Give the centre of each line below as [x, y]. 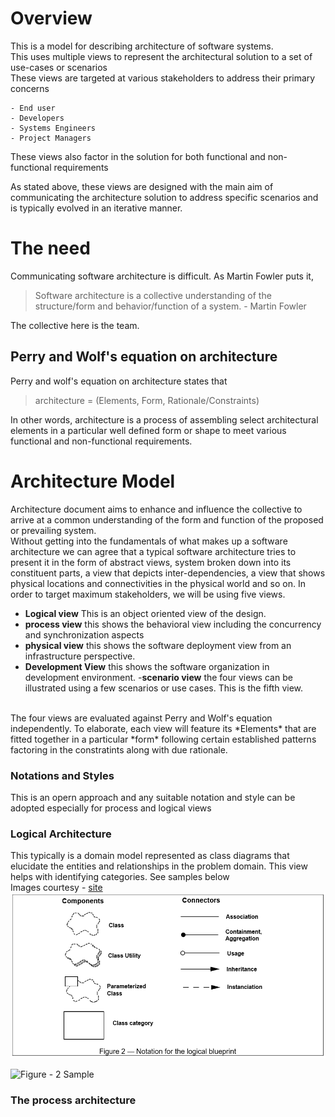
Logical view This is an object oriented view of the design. [145, 613]
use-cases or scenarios [59, 67]
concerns [30, 88]
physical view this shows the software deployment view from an [158, 645]
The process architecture [73, 1100]
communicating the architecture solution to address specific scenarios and [164, 197]
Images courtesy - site [56, 888]
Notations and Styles [62, 775]
